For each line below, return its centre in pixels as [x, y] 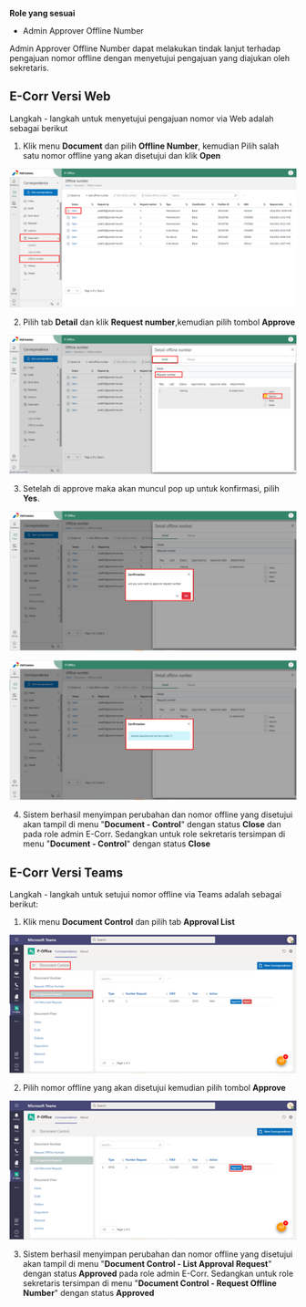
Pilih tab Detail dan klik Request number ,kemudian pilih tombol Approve [159, 322]
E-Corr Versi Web [60, 96]
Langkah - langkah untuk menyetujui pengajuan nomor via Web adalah [142, 119]
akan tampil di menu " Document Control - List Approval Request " [147, 1263]
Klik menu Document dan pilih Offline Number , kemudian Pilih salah [151, 146]
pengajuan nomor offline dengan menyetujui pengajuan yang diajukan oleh [149, 58]
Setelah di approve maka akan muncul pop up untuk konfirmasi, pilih [151, 489]
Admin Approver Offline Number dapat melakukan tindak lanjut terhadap [145, 48]
